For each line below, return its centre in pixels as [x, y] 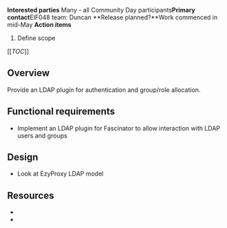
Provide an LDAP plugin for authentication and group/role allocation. [104, 90]
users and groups [42, 135]
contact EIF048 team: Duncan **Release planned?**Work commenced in [112, 17]
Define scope [36, 38]
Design [23, 157]
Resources [31, 195]
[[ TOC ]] [18, 51]
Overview [29, 73]
